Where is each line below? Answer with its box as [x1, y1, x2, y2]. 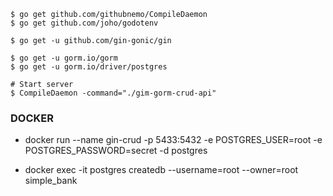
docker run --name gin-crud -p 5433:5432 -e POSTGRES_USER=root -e [24, 134, 323, 146]
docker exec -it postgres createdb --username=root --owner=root [24, 164, 299, 176]
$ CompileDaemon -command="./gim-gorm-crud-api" [10, 88, 217, 98]
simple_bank [24, 175, 78, 187]
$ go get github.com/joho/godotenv [10, 18, 159, 28]
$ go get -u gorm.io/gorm [10, 53, 118, 63]
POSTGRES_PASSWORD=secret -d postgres [24, 145, 208, 157]
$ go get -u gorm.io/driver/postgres [10, 62, 168, 72]
